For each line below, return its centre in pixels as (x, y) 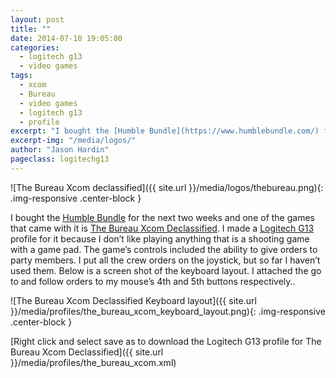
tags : (21, 76)
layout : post (37, 19)
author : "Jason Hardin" (60, 150)
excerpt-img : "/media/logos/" (73, 141)
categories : (35, 47)
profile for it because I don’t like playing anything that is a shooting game (160, 238)
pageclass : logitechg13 (60, 159)
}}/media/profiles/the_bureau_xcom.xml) (93, 362)
